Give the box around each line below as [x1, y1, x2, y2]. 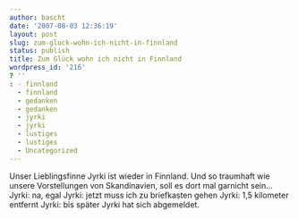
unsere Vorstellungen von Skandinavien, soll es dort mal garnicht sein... [9, 180, 273, 190]
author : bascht [9, 13, 66, 22]
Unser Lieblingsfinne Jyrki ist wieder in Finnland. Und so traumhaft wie [9, 171, 270, 181]
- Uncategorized [17, 146, 78, 155]
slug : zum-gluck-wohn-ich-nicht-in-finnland [9, 38, 178, 47]
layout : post [9, 29, 58, 38]
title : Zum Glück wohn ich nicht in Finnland [9, 55, 182, 63]
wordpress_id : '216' [9, 63, 87, 72]
